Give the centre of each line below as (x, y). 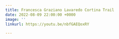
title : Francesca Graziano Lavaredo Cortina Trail (60, 10)
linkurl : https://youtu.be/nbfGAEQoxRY (47, 24)
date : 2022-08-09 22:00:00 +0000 (41, 15)
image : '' (16, 19)
